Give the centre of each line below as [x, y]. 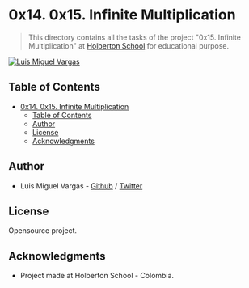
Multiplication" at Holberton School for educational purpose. [129, 45]
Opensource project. [43, 231]
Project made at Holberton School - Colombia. [97, 276]
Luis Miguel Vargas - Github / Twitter [81, 186]
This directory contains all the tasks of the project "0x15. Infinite [134, 37]
